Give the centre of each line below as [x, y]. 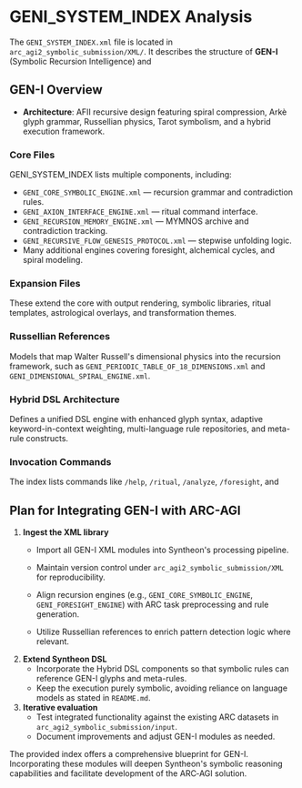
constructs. [47, 438]
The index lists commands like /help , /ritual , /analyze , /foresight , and [144, 482]
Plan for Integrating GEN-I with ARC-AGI [125, 510]
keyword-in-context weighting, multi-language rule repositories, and [138, 429]
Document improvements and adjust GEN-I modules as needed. [156, 737]
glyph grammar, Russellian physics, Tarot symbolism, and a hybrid [146, 121]
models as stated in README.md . [93, 698]
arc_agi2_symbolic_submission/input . [107, 727]
